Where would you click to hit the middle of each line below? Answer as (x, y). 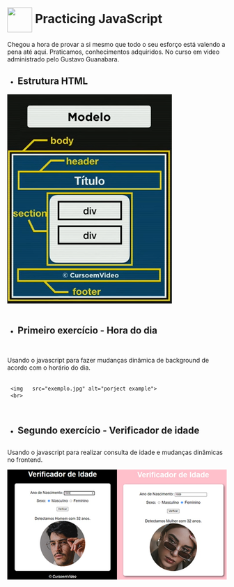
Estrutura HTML (53, 81)
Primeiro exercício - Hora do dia (87, 331)
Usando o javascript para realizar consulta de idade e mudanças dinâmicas (115, 452)
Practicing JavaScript (98, 19)
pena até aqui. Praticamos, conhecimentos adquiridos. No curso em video (114, 52)
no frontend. (25, 460)
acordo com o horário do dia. (49, 368)
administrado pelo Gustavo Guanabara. (63, 59)
